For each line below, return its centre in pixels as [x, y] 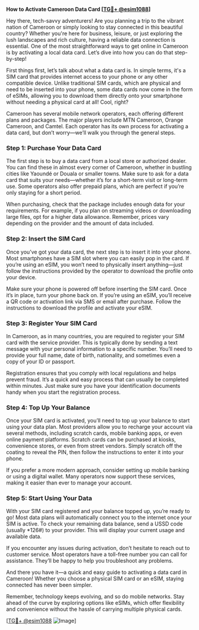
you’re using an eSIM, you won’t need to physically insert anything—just [94, 264]
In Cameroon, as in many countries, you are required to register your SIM [95, 336]
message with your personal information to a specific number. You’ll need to [99, 348]
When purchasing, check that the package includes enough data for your [96, 204]
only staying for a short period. [44, 193]
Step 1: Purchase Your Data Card [54, 148]
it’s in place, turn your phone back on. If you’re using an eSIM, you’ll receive [99, 295]
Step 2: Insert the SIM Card [46, 239]
